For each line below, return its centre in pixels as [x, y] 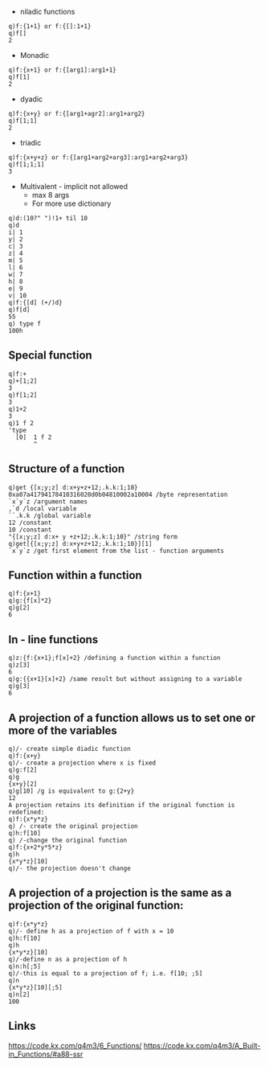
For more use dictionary [71, 203]
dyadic [31, 99]
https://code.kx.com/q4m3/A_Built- [202, 1045]
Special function [50, 356]
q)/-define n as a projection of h [68, 959]
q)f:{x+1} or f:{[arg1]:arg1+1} [62, 70]
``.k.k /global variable [50, 515]
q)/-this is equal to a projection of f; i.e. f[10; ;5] [106, 973]
